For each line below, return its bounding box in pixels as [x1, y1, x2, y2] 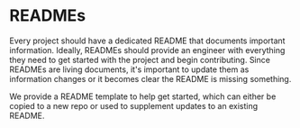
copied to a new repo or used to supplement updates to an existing [9, 100, 259, 111]
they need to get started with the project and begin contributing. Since [9, 54, 270, 65]
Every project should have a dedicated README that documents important [9, 35, 286, 46]
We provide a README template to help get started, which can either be [9, 91, 277, 102]
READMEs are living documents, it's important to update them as [9, 64, 250, 75]
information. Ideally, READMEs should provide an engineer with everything [9, 44, 286, 55]
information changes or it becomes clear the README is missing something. [9, 73, 292, 84]
